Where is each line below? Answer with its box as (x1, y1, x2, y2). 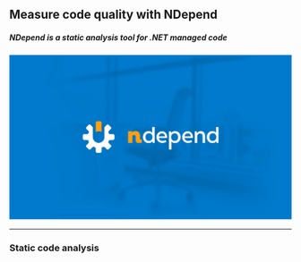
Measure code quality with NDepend (9, 7, 218, 22)
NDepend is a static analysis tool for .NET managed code (9, 31, 228, 43)
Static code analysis (9, 241, 100, 254)
